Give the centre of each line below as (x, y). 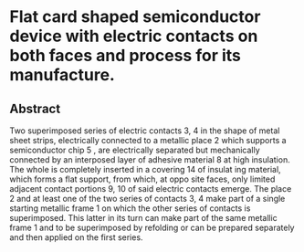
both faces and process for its (126, 56)
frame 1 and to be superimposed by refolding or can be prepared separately (152, 227)
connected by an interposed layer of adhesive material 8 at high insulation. (150, 160)
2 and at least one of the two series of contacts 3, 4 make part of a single (147, 199)
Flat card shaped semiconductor (135, 17)
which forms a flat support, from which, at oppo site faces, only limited (142, 179)
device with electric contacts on (134, 36)
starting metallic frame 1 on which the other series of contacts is (130, 208)
